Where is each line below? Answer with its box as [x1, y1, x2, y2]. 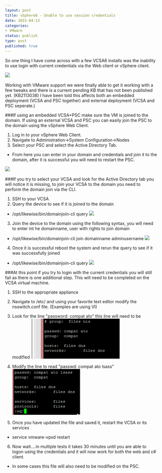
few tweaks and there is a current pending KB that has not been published [5, 87, 153, 93]
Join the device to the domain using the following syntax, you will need [12, 220, 154, 226]
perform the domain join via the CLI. [5, 186, 77, 192]
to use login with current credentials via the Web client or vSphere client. [5, 63, 150, 68]
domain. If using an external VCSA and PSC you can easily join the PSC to [5, 117, 152, 123]
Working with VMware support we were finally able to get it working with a [5, 82, 153, 88]
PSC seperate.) [5, 102, 35, 109]
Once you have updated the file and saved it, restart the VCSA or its [12, 420, 147, 425]
